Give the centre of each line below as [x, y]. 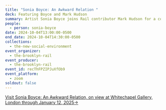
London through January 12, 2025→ [42, 102]
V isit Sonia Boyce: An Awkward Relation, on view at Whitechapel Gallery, [79, 97]
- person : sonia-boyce [33, 28]
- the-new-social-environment [41, 46]
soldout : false [21, 83]
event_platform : [22, 74]
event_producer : [22, 60]
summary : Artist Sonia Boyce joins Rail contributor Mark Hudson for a [80, 19]
